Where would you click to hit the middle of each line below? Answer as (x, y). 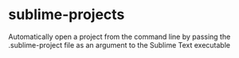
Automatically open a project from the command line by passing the (119, 37)
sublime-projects (67, 15)
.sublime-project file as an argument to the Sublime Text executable (119, 44)
